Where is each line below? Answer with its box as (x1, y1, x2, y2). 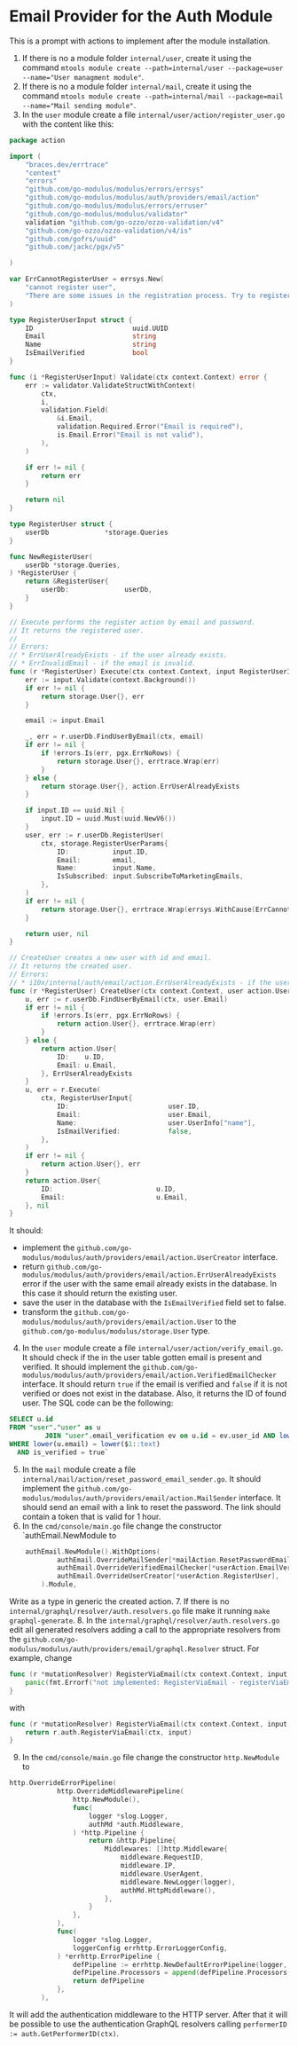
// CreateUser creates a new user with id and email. (9, 954, 213, 963)
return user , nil (25, 929, 90, 938)
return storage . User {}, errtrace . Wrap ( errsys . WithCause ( (41, 905, 255, 914)
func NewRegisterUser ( (9, 552, 93, 561)
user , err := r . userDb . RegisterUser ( (25, 830, 165, 839)
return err (41, 471, 82, 480)
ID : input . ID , (56, 847, 149, 856)
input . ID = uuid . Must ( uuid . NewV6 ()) (41, 814, 176, 823)
